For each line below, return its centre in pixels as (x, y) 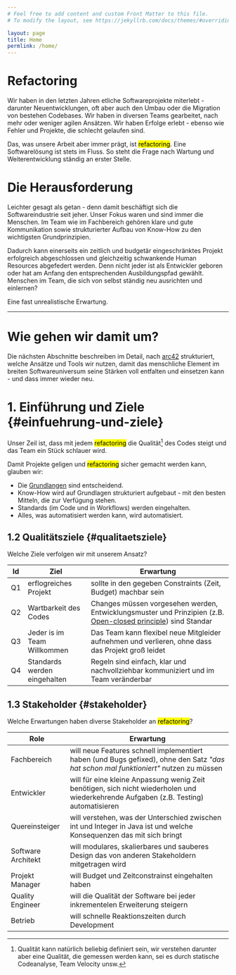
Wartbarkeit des (54, 608)
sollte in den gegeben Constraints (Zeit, (156, 583)
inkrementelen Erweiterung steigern (129, 905)
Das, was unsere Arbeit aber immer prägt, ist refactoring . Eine (97, 144)
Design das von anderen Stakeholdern (133, 855)
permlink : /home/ (33, 46)
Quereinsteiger (35, 826)
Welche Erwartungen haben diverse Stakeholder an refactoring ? (100, 721)
